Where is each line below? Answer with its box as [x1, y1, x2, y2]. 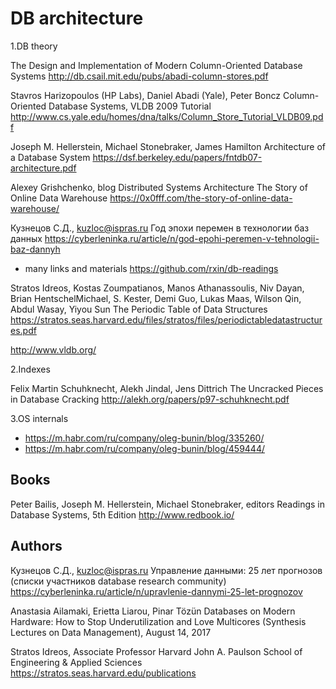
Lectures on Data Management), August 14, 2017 [10, 626, 212, 638]
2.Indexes [10, 363, 51, 375]
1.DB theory [10, 40, 58, 52]
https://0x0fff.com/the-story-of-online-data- [109, 192, 293, 204]
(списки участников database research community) [10, 575, 227, 587]
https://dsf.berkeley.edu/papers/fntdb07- [92, 151, 263, 163]
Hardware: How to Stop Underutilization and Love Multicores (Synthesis [10, 615, 307, 627]
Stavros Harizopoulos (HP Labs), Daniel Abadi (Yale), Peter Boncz [10, 89, 282, 101]
